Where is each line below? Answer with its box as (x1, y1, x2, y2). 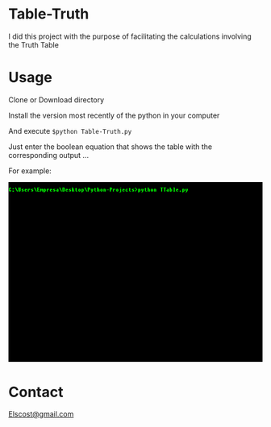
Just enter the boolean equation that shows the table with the (8, 142, 212, 151)
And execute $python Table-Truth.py (8, 126, 132, 135)
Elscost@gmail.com (8, 409, 74, 419)
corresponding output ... (8, 150, 90, 160)
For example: (8, 166, 52, 176)
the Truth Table (8, 39, 59, 49)
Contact (8, 383, 64, 401)
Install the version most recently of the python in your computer (8, 110, 220, 120)
